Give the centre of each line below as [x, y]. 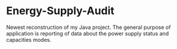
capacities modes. [29, 40]
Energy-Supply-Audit [60, 11]
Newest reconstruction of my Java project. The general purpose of [89, 27]
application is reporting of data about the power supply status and [88, 33]
